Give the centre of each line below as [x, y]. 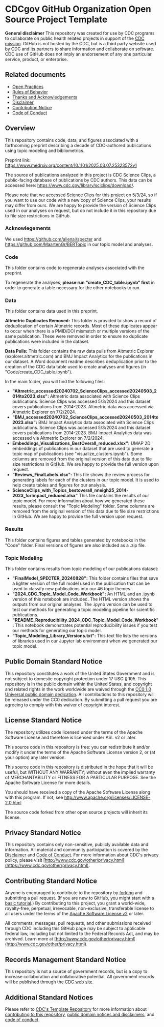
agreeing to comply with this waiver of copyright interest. [63, 705]
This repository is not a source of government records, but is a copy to [76, 971]
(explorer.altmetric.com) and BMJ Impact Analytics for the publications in [79, 356]
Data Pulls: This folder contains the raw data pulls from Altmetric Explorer [80, 351]
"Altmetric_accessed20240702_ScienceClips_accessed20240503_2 [84, 391]
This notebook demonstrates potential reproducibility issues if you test [86, 625]
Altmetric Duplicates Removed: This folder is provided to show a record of [81, 321]
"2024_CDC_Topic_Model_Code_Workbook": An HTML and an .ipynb [83, 594]
